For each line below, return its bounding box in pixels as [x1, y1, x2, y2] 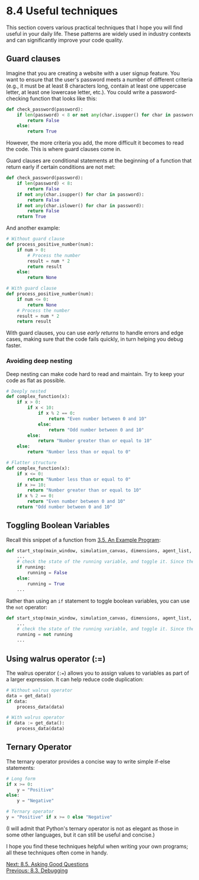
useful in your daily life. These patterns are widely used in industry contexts [6, 30, 191, 37]
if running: [17, 564, 46, 571]
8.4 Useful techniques [6, 4, 118, 18]
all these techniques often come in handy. [6, 849, 108, 856]
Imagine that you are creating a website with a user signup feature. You [6, 70, 180, 77]
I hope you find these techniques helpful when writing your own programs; [6, 843, 188, 850]
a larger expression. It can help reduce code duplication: [6, 675, 144, 682]
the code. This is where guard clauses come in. [6, 146, 121, 153]
